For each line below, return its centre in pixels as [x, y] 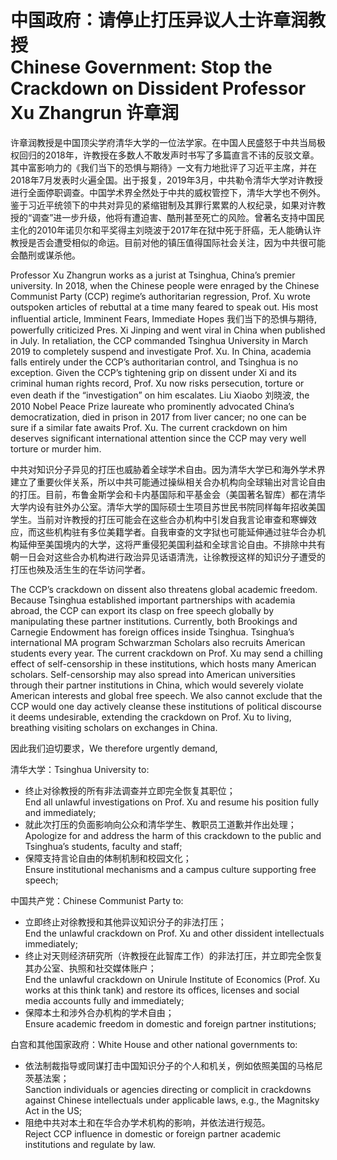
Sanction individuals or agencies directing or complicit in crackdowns [168, 1089]
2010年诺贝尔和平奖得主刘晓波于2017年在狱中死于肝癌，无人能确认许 [179, 230]
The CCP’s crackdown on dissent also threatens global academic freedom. [164, 589]
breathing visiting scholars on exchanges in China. [114, 727]
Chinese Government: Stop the [141, 67]
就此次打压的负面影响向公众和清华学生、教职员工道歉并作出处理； [160, 824]
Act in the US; [53, 1110]
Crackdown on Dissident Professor [158, 88]
